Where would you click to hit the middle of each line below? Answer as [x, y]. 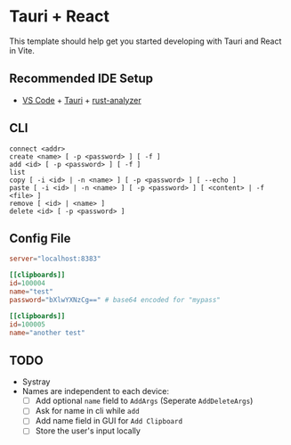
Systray [36, 382]
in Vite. [22, 50]
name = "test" [31, 292]
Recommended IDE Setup [81, 79]
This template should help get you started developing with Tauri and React [145, 41]
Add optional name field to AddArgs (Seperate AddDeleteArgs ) [144, 401]
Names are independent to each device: [95, 391]
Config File [40, 238]
